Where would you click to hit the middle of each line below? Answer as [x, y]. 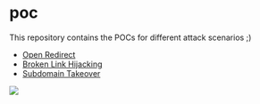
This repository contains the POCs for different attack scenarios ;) [130, 37]
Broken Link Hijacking [62, 64]
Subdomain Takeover [61, 73]
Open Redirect [49, 54]
